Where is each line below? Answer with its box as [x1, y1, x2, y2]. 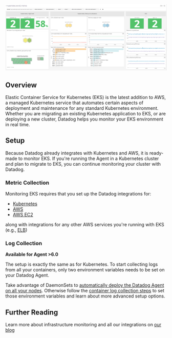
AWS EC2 [12, 212, 33, 218]
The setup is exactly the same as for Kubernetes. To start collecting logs [5, 261, 158, 268]
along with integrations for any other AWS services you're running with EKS [5, 222, 165, 228]
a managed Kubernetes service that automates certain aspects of [5, 100, 143, 106]
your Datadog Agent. [5, 272, 50, 279]
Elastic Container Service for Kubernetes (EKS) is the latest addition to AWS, [5, 94, 166, 101]
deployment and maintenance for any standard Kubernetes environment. [5, 105, 159, 111]
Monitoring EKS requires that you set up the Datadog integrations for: [5, 191, 152, 197]
